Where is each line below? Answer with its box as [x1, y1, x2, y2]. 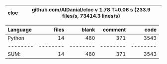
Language [7, 27, 32, 33]
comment [102, 27, 126, 33]
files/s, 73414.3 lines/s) [62, 12, 120, 19]
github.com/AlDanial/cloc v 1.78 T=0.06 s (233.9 [31, 6, 151, 13]
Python [7, 34, 25, 41]
